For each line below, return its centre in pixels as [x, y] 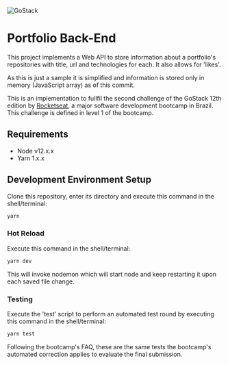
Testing [20, 299]
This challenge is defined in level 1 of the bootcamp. [80, 112]
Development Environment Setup [79, 180]
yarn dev [20, 261]
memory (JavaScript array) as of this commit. [71, 85]
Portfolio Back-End [62, 38]
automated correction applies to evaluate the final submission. [95, 354]
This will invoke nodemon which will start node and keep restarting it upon [112, 274]
